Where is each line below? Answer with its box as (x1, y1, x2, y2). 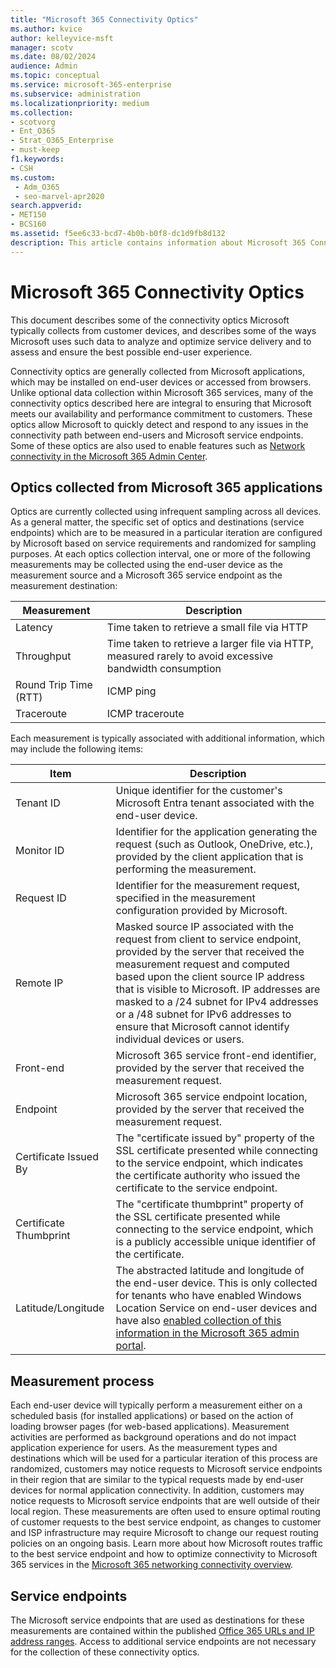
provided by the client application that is (115, 850, 304, 864)
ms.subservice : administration (10, 89, 141, 99)
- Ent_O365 (10, 126, 56, 136)
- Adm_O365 (14, 182, 60, 192)
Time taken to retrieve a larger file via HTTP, (106, 637, 314, 651)
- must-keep (10, 145, 60, 155)
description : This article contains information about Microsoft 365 (10, 237, 307, 248)
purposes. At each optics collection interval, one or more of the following (10, 548, 311, 560)
